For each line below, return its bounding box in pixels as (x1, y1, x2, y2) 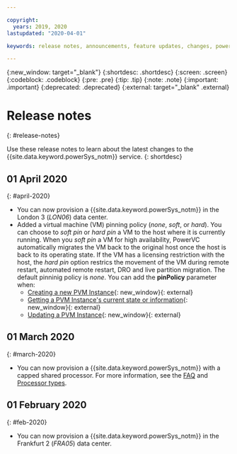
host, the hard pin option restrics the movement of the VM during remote (16, 258, 229, 266)
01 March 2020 (6, 331, 75, 343)
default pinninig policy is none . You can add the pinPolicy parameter (16, 273, 217, 281)
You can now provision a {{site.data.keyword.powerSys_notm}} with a (16, 363, 221, 372)
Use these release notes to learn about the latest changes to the (6, 145, 194, 153)
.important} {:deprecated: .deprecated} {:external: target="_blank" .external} (6, 83, 230, 92)
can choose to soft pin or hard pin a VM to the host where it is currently (16, 228, 226, 236)
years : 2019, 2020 (13, 23, 68, 30)
